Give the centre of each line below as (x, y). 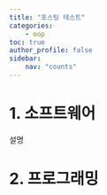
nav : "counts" (51, 67)
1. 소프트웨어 (52, 114)
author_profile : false (51, 51)
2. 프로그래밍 (54, 179)
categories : (31, 26)
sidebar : (25, 58)
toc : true (27, 42)
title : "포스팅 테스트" (47, 17)
